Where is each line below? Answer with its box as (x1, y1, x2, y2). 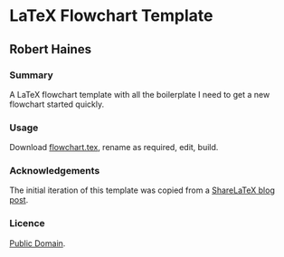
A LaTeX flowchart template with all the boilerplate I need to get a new (9, 89, 270, 100)
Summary (9, 69, 54, 81)
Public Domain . (9, 237, 66, 249)
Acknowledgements (9, 165, 100, 177)
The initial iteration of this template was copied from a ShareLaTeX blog (9, 185, 276, 195)
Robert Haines (9, 42, 92, 57)
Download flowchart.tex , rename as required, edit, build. (9, 142, 219, 153)
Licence (9, 217, 45, 230)
